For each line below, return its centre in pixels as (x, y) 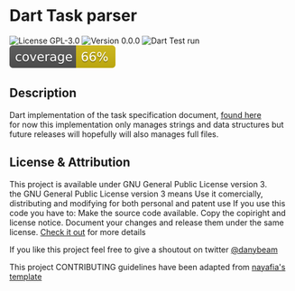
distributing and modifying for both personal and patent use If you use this (147, 203)
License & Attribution (70, 163)
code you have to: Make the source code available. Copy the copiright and (147, 213)
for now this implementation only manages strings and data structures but (147, 124)
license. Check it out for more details (78, 232)
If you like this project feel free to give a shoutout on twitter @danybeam (143, 250)
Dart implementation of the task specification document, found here (135, 114)
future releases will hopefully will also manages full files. (114, 134)
